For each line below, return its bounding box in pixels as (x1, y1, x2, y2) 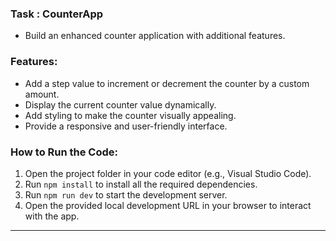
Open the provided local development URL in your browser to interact (24, 199, 312, 211)
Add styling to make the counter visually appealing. (24, 109, 237, 121)
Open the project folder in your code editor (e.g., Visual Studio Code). (24, 167, 312, 179)
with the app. (24, 210, 80, 222)
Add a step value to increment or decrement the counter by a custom (24, 77, 310, 89)
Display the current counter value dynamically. (24, 98, 217, 111)
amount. (24, 88, 60, 100)
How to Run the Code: (10, 145, 119, 159)
